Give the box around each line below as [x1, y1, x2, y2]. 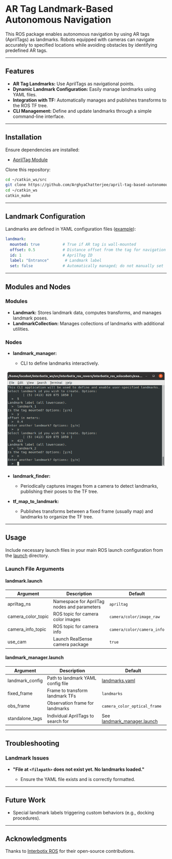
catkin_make [5, 193, 31, 198]
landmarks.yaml [101, 677, 136, 684]
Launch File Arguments [5, 565, 64, 572]
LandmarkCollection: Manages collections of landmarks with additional [12, 320, 165, 326]
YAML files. [12, 91, 37, 97]
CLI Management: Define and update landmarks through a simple [12, 108, 152, 114]
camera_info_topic [7, 626, 47, 632]
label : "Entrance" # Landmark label [10, 258, 102, 263]
